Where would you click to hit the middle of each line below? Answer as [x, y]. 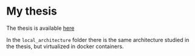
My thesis [32, 11]
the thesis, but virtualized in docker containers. [65, 46]
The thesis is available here [40, 28]
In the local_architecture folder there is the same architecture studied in [98, 40]
